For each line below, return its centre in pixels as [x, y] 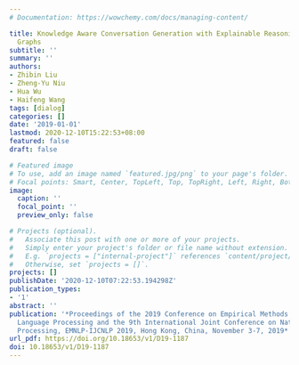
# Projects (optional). [53, 231]
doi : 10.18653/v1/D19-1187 [59, 347]
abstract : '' [33, 305]
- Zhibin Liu [33, 75]
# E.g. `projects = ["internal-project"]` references [115, 256]
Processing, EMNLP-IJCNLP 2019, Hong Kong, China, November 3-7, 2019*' [155, 330]
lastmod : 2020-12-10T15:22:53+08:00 [77, 133]
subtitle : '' [33, 50]
